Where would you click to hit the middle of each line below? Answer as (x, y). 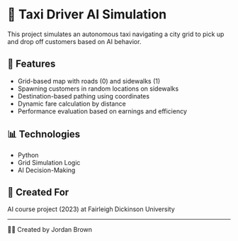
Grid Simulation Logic (49, 162)
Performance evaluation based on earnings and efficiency (102, 111)
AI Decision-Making (46, 170)
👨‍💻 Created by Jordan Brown (50, 230)
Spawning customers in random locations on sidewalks (98, 89)
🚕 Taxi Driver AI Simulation (87, 15)
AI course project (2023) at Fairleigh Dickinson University (91, 209)
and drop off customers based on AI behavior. (74, 41)
